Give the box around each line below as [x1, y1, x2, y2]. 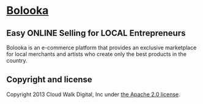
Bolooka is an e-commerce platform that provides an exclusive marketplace [6, 44, 197, 51]
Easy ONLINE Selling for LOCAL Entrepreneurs [6, 28, 186, 38]
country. [6, 57, 28, 64]
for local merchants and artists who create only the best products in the [6, 50, 186, 58]
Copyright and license [6, 74, 93, 85]
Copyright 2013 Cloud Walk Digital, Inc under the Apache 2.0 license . [6, 91, 180, 98]
